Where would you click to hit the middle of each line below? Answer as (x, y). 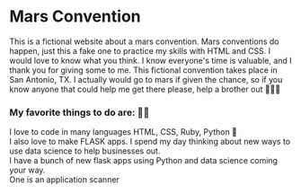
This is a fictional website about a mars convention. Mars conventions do (144, 41)
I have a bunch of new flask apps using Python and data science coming (144, 161)
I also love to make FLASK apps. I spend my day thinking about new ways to (150, 142)
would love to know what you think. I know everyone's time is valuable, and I (150, 60)
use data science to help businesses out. (85, 151)
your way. (27, 170)
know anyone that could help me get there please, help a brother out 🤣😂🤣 (145, 89)
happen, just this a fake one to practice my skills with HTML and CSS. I (140, 50)
